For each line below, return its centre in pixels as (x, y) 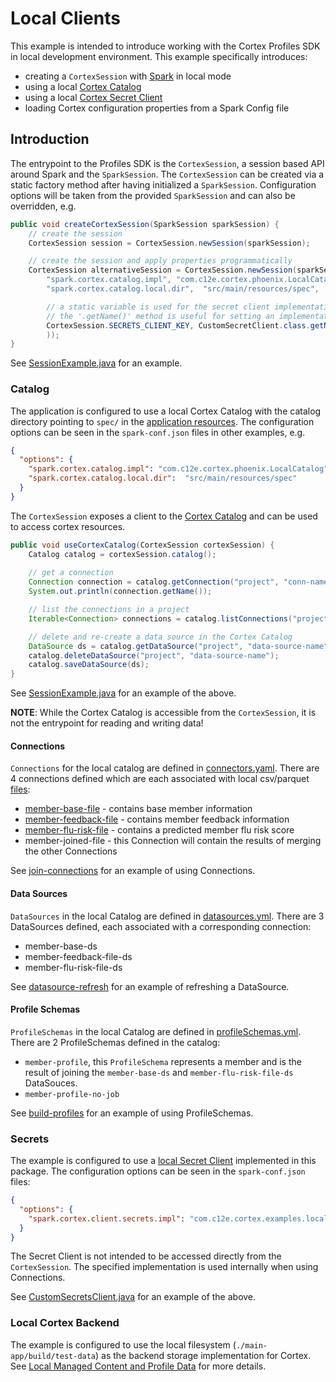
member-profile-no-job (72, 1094)
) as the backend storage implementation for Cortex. (203, 1355)
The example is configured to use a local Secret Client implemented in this (163, 1161)
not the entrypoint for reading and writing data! (107, 723)
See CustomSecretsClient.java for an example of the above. (133, 1297)
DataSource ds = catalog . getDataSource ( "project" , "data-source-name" (178, 646)
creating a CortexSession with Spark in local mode (128, 76)
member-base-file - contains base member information (138, 809)
